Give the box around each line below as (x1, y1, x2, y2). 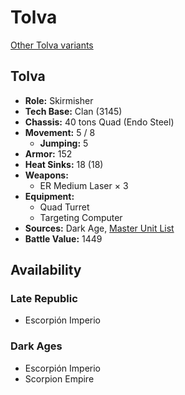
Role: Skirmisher (24, 94, 94, 106)
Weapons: (24, 169, 69, 181)
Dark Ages (10, 339, 63, 353)
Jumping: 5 (39, 137, 89, 149)
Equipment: (24, 190, 75, 202)
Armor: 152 (24, 147, 73, 160)
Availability (10, 262, 82, 279)
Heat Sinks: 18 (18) (24, 158, 104, 170)
